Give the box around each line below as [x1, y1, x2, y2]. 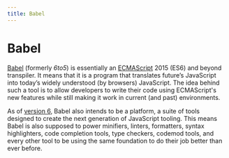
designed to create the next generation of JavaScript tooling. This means [7, 114, 218, 122]
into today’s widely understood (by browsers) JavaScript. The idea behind [7, 78, 220, 87]
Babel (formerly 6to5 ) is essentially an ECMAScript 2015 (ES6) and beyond [7, 64, 222, 72]
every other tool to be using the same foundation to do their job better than [7, 136, 223, 145]
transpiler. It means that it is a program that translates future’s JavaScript [7, 71, 216, 79]
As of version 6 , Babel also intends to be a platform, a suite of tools [7, 106, 200, 115]
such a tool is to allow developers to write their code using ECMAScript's [7, 85, 216, 94]
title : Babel [7, 10, 45, 17]
